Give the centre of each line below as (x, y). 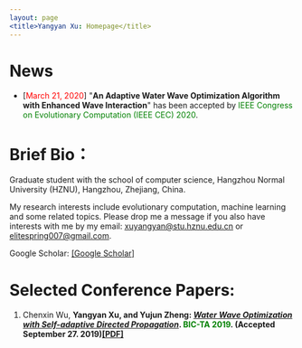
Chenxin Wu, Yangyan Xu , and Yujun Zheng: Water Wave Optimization (157, 315)
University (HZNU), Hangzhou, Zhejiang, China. (98, 190)
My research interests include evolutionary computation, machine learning (148, 207)
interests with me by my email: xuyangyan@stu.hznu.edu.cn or (127, 226)
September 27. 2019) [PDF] (73, 334)
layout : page (34, 18)
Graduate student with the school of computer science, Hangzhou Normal (147, 180)
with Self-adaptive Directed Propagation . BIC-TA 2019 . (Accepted (149, 324)
